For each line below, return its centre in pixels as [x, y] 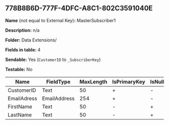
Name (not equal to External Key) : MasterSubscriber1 [60, 20]
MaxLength [94, 82]
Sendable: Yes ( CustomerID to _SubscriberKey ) [53, 59]
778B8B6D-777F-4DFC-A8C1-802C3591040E [79, 8]
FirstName [20, 106]
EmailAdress [23, 98]
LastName [20, 114]
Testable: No [19, 69]
